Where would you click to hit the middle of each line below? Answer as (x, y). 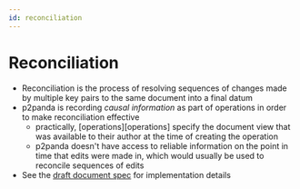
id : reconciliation (45, 18)
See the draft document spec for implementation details (126, 174)
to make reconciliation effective (80, 117)
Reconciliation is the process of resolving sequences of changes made (154, 88)
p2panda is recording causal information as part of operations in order (154, 107)
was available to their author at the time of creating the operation (157, 136)
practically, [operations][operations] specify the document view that (163, 126)
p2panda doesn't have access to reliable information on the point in (161, 145)
